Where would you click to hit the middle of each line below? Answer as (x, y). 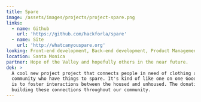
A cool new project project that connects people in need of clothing (101, 73)
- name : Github (31, 28)
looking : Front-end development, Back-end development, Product (88, 51)
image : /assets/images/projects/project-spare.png (71, 17)
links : (14, 23)
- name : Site (28, 40)
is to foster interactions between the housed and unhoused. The (95, 85)
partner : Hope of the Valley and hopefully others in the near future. (97, 62)
